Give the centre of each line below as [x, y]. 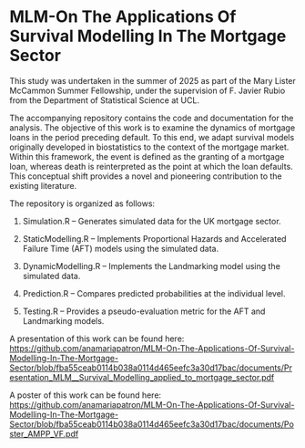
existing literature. [43, 185]
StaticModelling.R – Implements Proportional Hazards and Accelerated [154, 238]
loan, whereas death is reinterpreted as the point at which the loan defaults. [151, 166]
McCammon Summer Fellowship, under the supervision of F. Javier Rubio [147, 90]
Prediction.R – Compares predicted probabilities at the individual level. [154, 293]
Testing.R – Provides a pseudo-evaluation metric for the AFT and [144, 311]
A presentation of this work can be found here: [97, 339]
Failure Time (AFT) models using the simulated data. [121, 248]
